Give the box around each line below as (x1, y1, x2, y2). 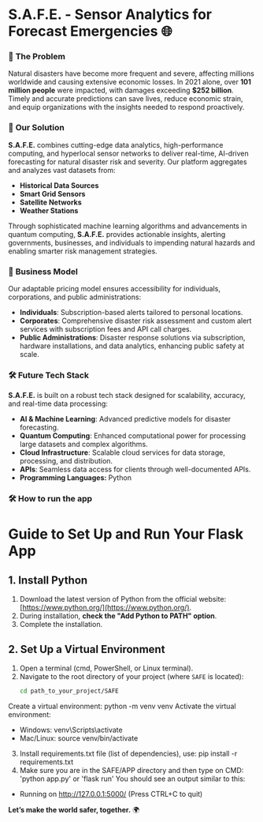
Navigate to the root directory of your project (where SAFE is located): (19, 672, 244, 681)
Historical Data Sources (19, 180, 99, 190)
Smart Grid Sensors (19, 189, 86, 198)
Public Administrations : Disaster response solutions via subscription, (19, 333, 246, 343)
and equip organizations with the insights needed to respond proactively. (8, 103, 245, 112)
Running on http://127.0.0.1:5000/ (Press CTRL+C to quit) (19, 789, 203, 798)
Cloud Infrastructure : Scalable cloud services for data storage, (19, 448, 226, 457)
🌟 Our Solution (8, 122, 65, 133)
